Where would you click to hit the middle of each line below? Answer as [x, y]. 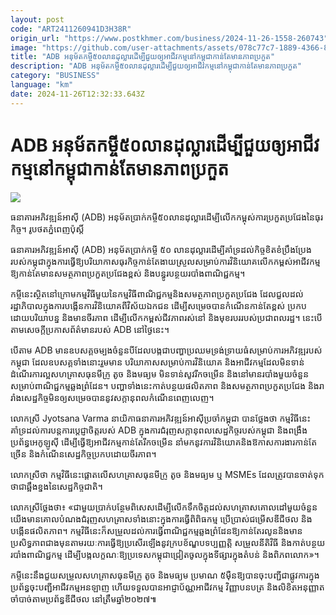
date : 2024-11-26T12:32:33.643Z [77, 94]
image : [24, 47]
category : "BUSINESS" [55, 76]
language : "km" [42, 85]
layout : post [37, 19]
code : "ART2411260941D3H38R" [71, 29]
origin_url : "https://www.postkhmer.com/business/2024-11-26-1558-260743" [169, 38]
